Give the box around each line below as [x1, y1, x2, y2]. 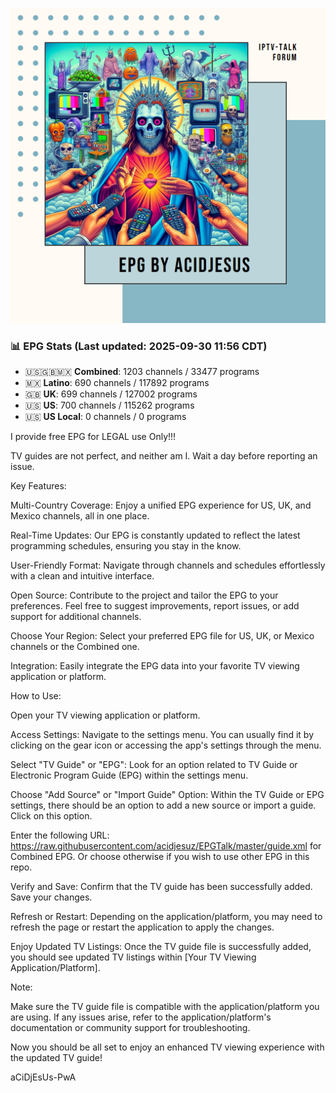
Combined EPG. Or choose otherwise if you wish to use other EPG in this [10, 851, 310, 863]
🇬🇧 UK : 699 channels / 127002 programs [24, 388, 198, 400]
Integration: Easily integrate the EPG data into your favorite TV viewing [10, 660, 300, 672]
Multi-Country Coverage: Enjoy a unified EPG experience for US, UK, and [10, 499, 312, 512]
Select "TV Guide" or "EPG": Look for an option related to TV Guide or [10, 759, 298, 771]
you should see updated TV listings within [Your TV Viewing [10, 951, 257, 963]
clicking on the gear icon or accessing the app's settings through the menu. [10, 739, 322, 752]
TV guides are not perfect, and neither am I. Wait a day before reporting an [10, 450, 318, 462]
